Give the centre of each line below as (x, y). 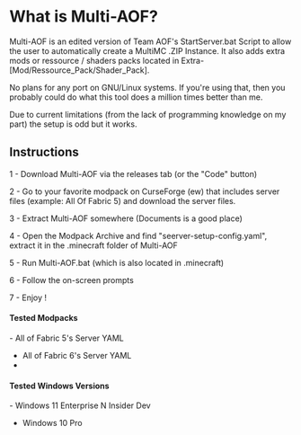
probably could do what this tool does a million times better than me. (136, 97)
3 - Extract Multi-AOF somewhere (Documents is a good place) (126, 218)
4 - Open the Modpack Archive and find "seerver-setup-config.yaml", (138, 235)
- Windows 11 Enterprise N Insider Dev (80, 405)
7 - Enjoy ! (28, 297)
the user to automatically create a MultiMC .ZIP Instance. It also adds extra (147, 50)
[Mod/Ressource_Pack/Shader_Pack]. (80, 70)
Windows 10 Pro (52, 423)
